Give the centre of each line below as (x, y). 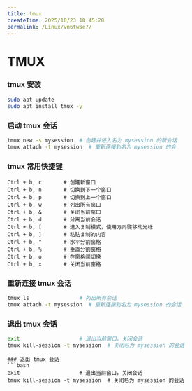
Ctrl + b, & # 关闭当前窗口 (54, 212)
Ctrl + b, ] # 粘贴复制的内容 (57, 234)
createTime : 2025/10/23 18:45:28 (56, 20)
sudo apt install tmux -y (45, 106)
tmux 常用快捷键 (35, 166)
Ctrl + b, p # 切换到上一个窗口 (59, 197)
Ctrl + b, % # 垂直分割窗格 (54, 249)
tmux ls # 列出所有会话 (62, 299)
